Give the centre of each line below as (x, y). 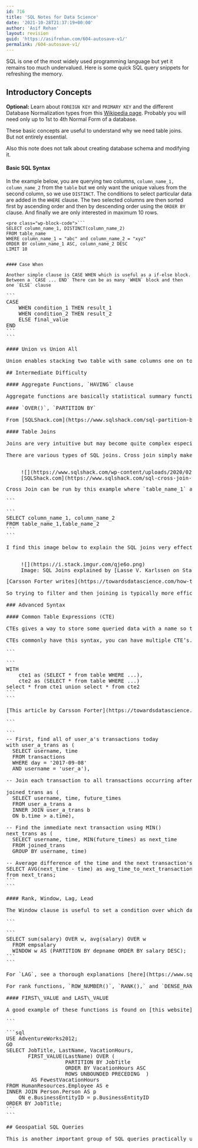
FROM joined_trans (39, 845)
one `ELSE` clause (29, 285)
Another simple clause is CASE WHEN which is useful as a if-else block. (99, 275)
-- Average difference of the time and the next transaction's (99, 863)
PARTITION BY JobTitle (98, 1062)
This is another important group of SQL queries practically (96, 1139)
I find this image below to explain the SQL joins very (88, 547)
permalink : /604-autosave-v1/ (43, 45)
